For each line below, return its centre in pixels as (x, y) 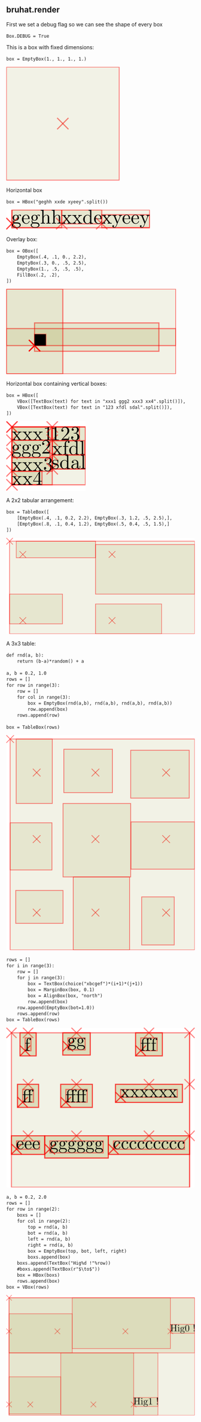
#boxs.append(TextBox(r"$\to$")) (59, 1269)
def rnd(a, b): (25, 655)
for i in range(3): (31, 966)
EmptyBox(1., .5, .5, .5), (51, 269)
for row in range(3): (33, 685)
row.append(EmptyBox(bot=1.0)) (56, 1008)
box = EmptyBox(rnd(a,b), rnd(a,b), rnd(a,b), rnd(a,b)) (100, 703)
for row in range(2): (33, 1209)
